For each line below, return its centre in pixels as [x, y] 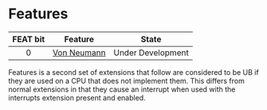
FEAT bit [29, 39]
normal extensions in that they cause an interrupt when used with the [122, 89]
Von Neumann [79, 53]
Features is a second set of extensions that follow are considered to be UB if [133, 72]
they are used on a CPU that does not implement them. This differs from [126, 81]
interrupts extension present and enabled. [77, 97]
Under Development [151, 53]
